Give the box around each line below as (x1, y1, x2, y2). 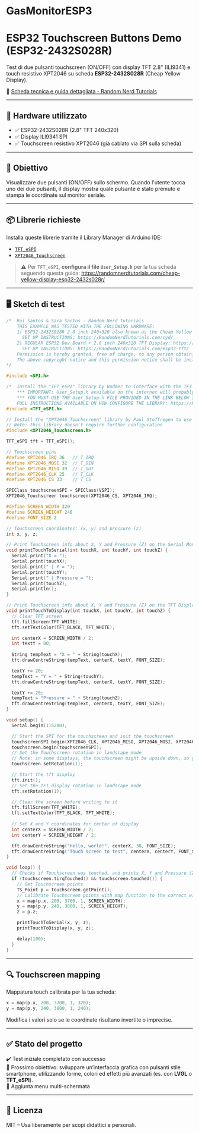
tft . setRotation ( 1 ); (11, 788, 62, 794)
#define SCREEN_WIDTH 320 (6, 504, 70, 510)
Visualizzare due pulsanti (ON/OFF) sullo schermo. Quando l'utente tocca (6, 178, 185, 186)
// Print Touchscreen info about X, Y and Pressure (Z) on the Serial (6, 542, 184, 548)
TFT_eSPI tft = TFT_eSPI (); (6, 438, 76, 444)
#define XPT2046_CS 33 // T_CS (6, 477, 92, 483)
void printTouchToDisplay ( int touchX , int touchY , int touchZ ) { (6, 608, 171, 614)
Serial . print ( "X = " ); (11, 553, 68, 559)
